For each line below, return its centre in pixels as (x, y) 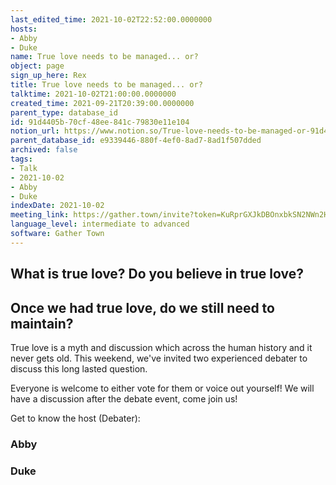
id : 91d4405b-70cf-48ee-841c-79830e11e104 (100, 122)
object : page (37, 66)
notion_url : (35, 131)
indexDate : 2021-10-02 (57, 206)
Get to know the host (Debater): (75, 418)
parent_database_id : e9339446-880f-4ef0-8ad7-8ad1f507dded (136, 141)
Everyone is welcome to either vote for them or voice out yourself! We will (162, 388)
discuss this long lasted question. (79, 368)
